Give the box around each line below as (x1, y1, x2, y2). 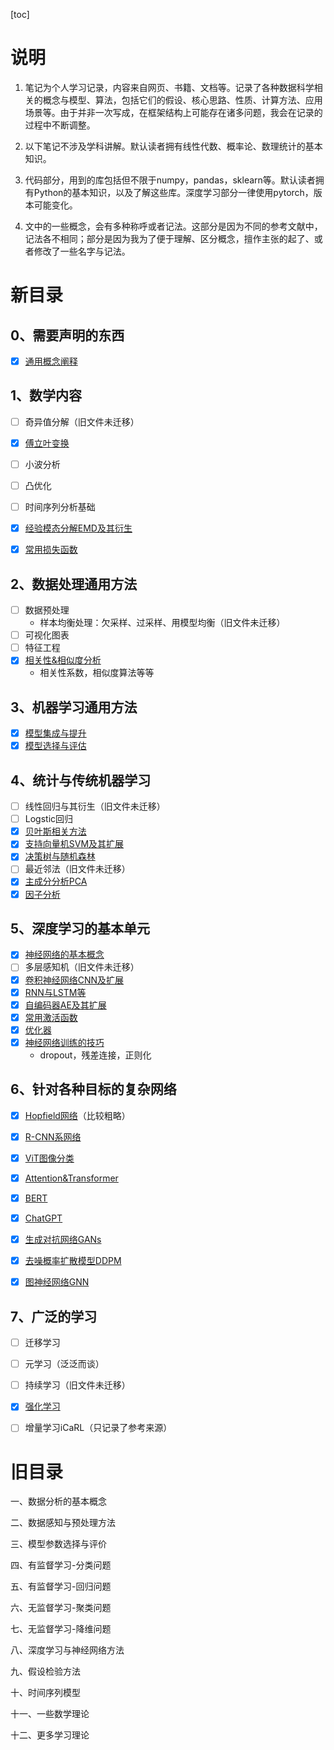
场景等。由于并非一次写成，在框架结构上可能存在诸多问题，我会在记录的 (24, 106, 323, 118)
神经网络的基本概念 (24, 949, 105, 961)
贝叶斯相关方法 (24, 825, 87, 838)
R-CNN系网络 (24, 1130, 82, 1143)
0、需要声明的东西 (10, 327, 125, 344)
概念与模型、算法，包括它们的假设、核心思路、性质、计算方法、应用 (42, 94, 323, 106)
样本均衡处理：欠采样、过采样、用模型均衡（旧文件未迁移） (39, 617, 286, 629)
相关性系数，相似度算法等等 (39, 667, 155, 679)
